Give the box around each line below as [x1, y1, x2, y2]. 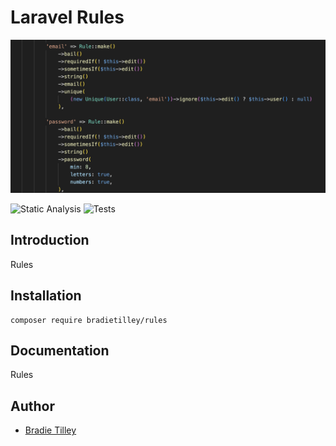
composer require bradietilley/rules [10, 315, 168, 325]
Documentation [10, 342, 110, 360]
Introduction [10, 232, 90, 249]
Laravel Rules [10, 6, 125, 29]
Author [10, 397, 55, 415]
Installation [10, 287, 82, 305]
